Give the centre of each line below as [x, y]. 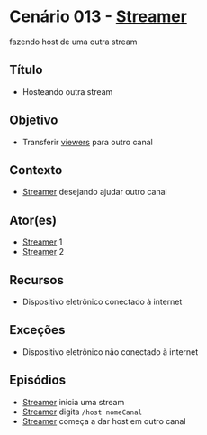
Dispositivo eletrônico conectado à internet [102, 301]
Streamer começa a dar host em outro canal [104, 421]
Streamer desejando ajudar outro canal [95, 192]
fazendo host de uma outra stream [73, 42]
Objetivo [34, 120]
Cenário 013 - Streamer [98, 17]
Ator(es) [33, 220]
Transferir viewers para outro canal [87, 142]
